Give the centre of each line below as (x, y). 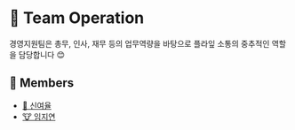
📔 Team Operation (77, 18)
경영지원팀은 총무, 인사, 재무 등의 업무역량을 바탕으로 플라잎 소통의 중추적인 (140, 43)
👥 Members (42, 83)
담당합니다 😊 (41, 54)
